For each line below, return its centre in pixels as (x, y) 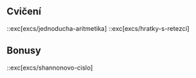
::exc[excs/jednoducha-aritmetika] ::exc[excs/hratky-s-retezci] (98, 28)
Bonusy (24, 51)
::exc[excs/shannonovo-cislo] (50, 67)
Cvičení (24, 12)
